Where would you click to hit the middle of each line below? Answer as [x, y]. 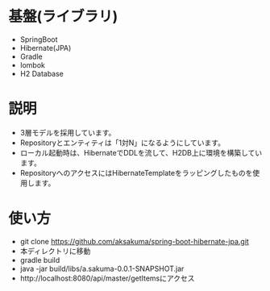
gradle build [40, 260]
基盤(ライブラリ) [63, 17]
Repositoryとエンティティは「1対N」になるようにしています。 [123, 143]
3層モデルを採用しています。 [68, 132]
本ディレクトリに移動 [55, 251]
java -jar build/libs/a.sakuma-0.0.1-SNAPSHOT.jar [102, 268]
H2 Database [42, 73]
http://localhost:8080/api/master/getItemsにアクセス [107, 278]
